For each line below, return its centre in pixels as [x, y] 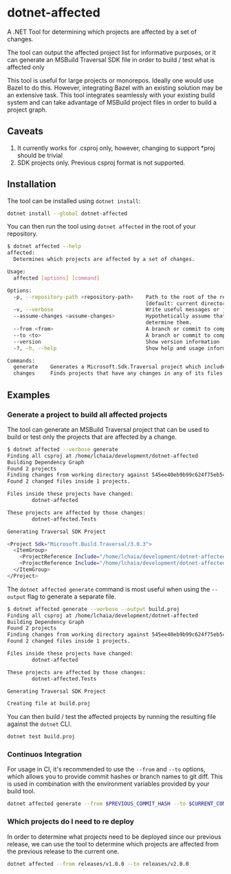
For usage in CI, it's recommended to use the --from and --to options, [107, 769]
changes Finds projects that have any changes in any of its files [118, 373]
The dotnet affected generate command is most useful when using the [109, 589]
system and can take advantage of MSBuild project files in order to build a [112, 102]
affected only [26, 67]
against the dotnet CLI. [40, 724]
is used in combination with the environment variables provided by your [108, 784]
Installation [32, 184]
